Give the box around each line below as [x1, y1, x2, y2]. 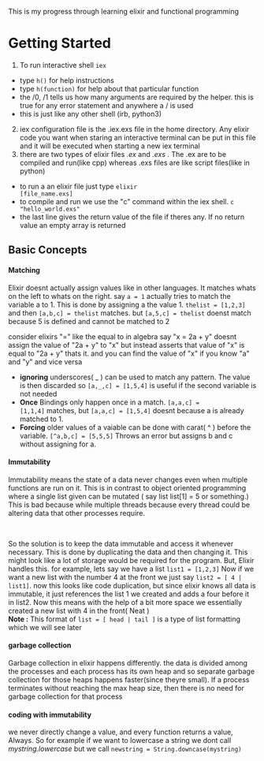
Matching [8, 265, 41, 274]
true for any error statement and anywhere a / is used [19, 100, 194, 110]
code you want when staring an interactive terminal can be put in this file [19, 132, 256, 142]
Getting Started [8, 35, 112, 52]
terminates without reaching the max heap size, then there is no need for [8, 683, 244, 692]
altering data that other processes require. [8, 508, 146, 517]
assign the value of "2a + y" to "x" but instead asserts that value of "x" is [8, 340, 245, 349]
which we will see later [8, 622, 82, 632]
